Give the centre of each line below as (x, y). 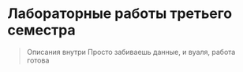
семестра (41, 30)
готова (38, 60)
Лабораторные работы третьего (120, 14)
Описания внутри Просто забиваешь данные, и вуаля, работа (131, 52)
